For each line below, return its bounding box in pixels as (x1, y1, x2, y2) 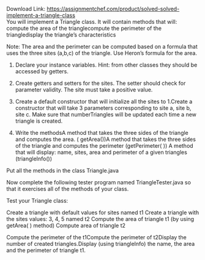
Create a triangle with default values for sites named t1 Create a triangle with (6, 209, 199, 216)
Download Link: (6, 5, 46, 12)
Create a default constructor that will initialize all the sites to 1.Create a (15, 98, 193, 105)
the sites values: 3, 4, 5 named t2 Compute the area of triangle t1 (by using (6, 215, 195, 222)
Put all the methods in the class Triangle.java (6, 167, 119, 174)
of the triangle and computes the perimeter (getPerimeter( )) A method (15, 142, 194, 149)
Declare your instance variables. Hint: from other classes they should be (15, 61, 198, 68)
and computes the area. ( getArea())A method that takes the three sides (15, 135, 196, 143)
